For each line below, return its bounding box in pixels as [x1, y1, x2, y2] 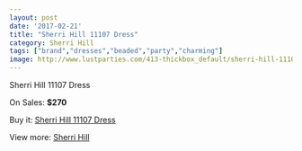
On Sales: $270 [9, 97, 67, 108]
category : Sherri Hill [9, 38, 94, 48]
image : [9, 55, 34, 64]
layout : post [9, 13, 58, 22]
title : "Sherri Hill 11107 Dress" [9, 30, 139, 39]
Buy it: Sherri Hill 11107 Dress [9, 114, 116, 125]
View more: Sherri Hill [9, 132, 90, 142]
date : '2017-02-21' [9, 22, 83, 31]
